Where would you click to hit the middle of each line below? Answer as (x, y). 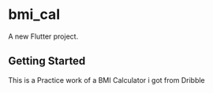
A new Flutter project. (43, 36)
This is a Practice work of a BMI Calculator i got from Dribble (106, 80)
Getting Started (47, 61)
